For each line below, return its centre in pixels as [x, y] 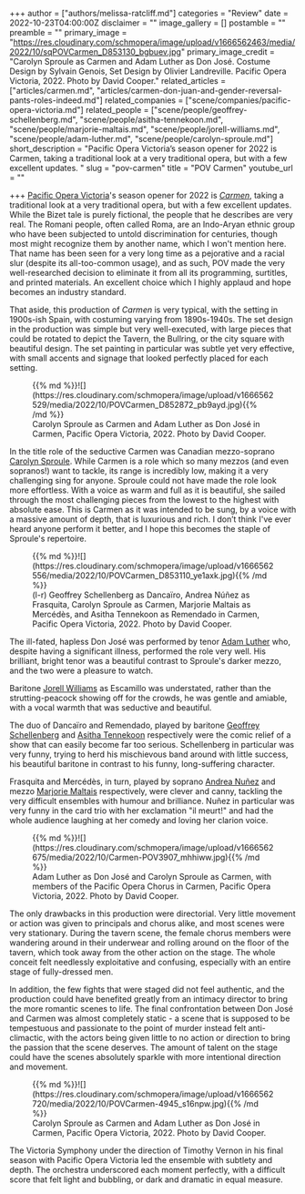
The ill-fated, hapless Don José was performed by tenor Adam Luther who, [150, 642]
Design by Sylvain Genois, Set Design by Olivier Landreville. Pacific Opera [148, 71]
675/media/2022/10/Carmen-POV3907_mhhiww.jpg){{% [137, 857]
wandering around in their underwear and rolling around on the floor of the [149, 943]
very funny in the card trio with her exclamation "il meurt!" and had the [142, 811]
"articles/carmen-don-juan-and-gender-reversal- [189, 91]
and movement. [39, 1066]
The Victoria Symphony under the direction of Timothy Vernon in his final [147, 1150]
